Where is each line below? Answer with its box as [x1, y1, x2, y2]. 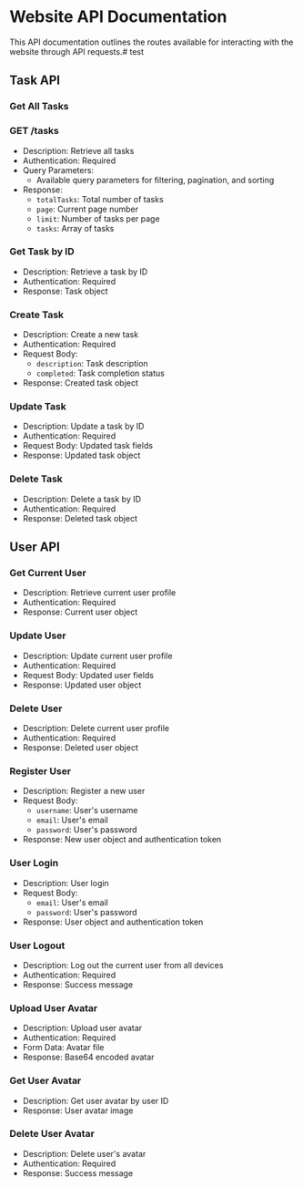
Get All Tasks [9, 100, 69, 113]
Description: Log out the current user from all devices [22, 959, 224, 970]
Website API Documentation [9, 6, 227, 27]
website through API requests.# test [9, 46, 144, 57]
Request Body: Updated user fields [22, 669, 155, 680]
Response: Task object [22, 285, 108, 296]
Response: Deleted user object [22, 742, 138, 753]
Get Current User [9, 567, 86, 580]
